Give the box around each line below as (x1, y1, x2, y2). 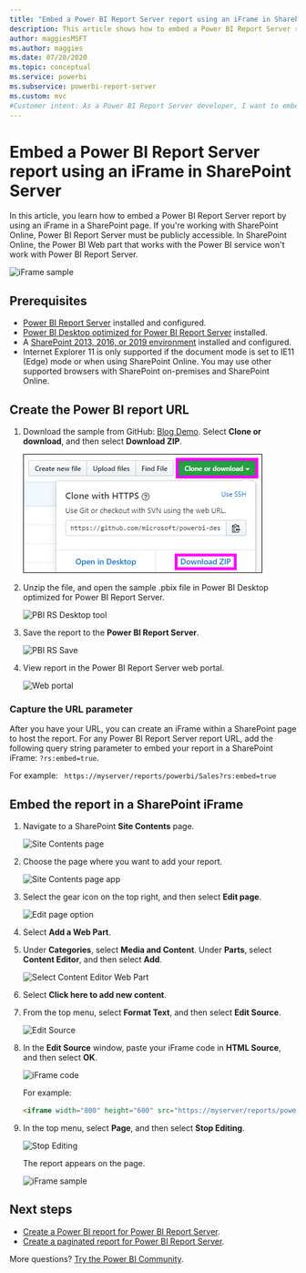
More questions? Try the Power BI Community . (9, 1253, 184, 1264)
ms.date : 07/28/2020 (9, 53, 88, 63)
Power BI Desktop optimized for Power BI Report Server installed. (22, 327, 269, 338)
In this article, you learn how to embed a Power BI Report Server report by (9, 210, 287, 221)
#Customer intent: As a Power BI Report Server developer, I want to (9, 101, 280, 110)
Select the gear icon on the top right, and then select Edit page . (22, 891, 262, 902)
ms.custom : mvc (9, 91, 67, 100)
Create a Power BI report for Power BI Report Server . (22, 1226, 220, 1237)
